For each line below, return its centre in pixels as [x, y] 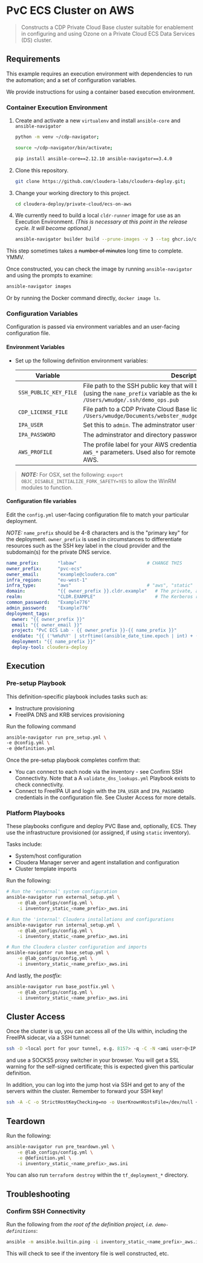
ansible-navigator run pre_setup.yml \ [56, 738]
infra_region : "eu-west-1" [47, 580]
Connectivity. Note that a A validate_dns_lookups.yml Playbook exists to [105, 778]
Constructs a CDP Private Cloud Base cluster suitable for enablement [107, 27]
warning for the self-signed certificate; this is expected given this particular [100, 1067]
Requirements [33, 59]
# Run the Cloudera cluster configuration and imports [77, 947]
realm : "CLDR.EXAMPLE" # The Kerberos [100, 597]
